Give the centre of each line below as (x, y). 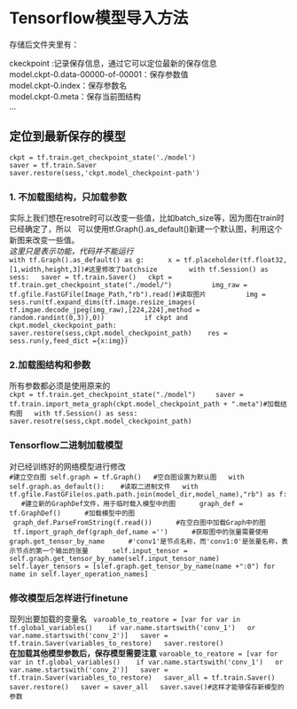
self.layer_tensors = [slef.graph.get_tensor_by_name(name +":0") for (142, 566)
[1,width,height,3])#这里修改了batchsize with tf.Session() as (139, 270)
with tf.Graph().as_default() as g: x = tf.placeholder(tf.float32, (148, 261)
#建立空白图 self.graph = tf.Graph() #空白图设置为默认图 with (127, 477)
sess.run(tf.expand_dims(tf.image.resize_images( (103, 302)
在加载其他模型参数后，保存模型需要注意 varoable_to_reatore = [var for (144, 653)
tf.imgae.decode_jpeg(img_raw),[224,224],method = (105, 310)
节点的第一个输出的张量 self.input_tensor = (102, 550)
